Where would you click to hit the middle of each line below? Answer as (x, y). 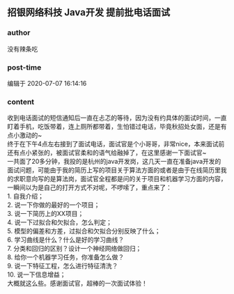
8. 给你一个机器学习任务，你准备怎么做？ (66, 257)
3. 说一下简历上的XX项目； (46, 214)
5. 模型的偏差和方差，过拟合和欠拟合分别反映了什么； (84, 231)
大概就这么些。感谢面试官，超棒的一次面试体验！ (77, 284)
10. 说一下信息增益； (37, 274)
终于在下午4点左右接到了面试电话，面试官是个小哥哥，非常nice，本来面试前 (116, 144)
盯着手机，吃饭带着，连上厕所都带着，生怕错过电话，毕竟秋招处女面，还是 (114, 127)
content (21, 102)
